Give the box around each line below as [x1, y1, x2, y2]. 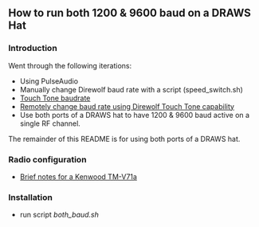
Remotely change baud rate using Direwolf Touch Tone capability [19, 101, 235, 111]
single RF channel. [19, 119, 81, 128]
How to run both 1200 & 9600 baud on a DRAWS [8, 6, 251, 20]
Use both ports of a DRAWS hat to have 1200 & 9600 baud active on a [19, 110, 249, 119]
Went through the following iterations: [8, 61, 132, 70]
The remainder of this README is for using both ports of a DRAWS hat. [8, 134, 241, 143]
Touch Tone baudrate [19, 93, 91, 103]
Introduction [8, 43, 57, 54]
